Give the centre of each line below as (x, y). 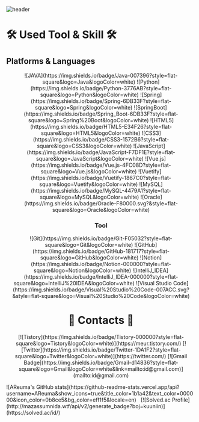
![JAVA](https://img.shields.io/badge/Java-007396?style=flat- (101, 76)
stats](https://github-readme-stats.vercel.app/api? (117, 387)
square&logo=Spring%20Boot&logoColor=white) (88, 120)
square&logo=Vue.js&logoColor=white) (89, 171)
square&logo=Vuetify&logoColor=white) (88, 184)
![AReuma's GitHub (30, 387)
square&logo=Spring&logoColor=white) (84, 107)
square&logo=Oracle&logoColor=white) (101, 210)
